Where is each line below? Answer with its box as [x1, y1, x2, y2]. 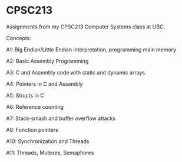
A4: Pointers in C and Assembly [6, 80, 83, 88]
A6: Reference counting [6, 103, 64, 110]
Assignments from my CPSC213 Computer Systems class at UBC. [6, 23, 166, 30]
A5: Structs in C [6, 92, 44, 99]
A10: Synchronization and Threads [6, 137, 90, 145]
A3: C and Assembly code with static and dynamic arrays [6, 69, 145, 76]
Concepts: [6, 34, 31, 41]
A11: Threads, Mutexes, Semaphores [6, 149, 94, 156]
